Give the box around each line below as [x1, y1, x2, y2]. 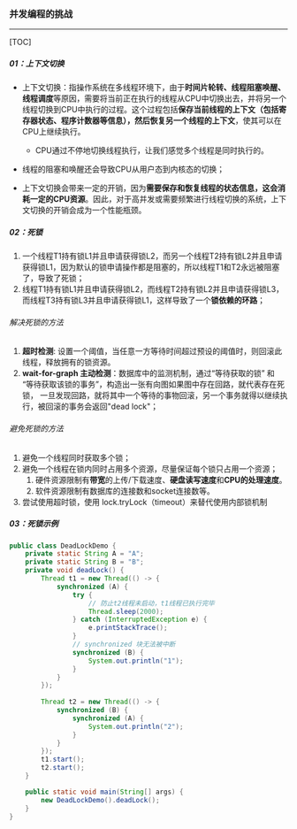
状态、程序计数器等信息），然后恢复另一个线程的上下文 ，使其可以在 [37, 115, 282, 126]
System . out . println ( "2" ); [88, 722, 184, 731]
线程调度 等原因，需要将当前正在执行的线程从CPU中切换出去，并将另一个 [21, 93, 287, 104]
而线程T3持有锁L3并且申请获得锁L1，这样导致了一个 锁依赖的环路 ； [21, 295, 266, 306]
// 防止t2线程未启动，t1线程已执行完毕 [88, 599, 215, 608]
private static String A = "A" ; [25, 549, 144, 558]
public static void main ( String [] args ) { [25, 787, 184, 796]
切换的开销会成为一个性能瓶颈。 [29, 205, 147, 216]
